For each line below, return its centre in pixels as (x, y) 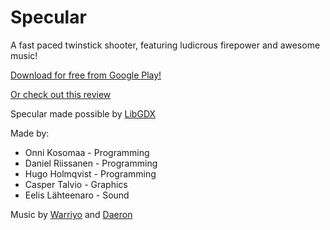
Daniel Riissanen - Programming (91, 163)
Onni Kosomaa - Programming (87, 152)
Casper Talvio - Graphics (76, 184)
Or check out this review (61, 94)
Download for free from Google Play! (86, 75)
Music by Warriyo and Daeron (71, 214)
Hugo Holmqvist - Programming (90, 173)
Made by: (30, 133)
